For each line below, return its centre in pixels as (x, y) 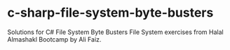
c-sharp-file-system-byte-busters (110, 13)
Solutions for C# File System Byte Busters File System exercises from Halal (115, 32)
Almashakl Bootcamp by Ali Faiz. (54, 39)
